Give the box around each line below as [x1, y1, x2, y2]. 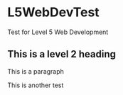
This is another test [7, 81, 64, 89]
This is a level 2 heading [7, 48, 116, 60]
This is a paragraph [7, 67, 64, 75]
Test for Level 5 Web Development [7, 28, 109, 36]
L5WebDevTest [7, 4, 100, 21]
